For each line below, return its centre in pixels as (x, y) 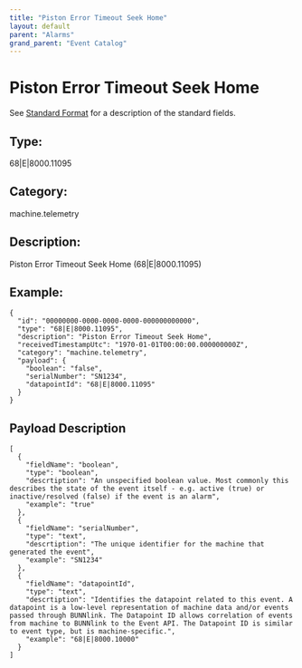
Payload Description (68, 428)
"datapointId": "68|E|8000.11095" (90, 385)
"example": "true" (60, 505)
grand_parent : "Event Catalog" (68, 43)
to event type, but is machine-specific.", (93, 632)
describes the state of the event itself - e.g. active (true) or (137, 489)
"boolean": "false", (64, 369)
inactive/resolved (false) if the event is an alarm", (115, 497)
